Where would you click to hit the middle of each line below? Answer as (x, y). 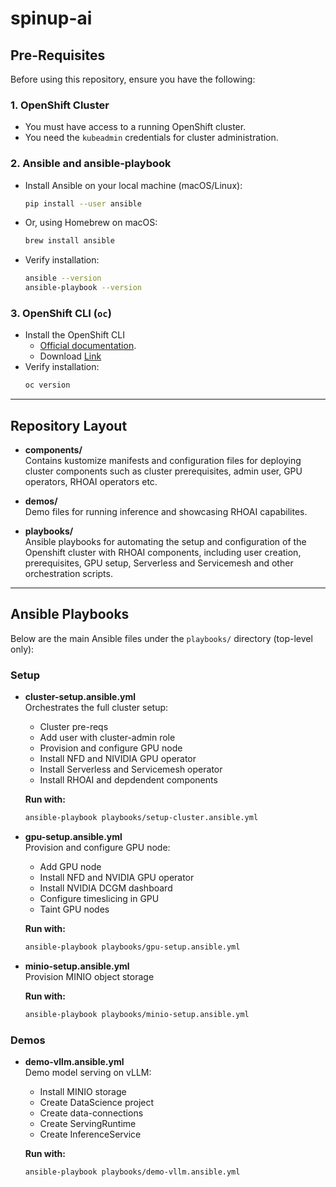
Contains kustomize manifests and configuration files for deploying (163, 461)
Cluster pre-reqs (74, 727)
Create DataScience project (97, 1103)
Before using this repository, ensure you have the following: (133, 79)
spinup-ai (51, 18)
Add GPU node (70, 867)
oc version (47, 385)
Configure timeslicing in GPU (99, 899)
